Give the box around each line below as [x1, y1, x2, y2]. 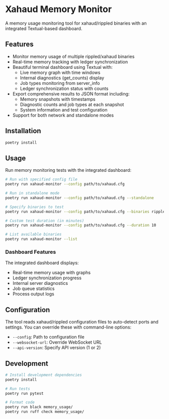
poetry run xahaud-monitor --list [5, 237, 78, 242]
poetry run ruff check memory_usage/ [5, 409, 84, 414]
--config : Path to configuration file [12, 334, 84, 340]
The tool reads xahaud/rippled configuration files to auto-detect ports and [5, 319, 158, 325]
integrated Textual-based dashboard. [5, 25, 82, 31]
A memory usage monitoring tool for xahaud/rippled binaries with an [5, 20, 147, 26]
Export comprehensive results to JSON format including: [12, 90, 130, 96]
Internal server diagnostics [12, 280, 68, 286]
